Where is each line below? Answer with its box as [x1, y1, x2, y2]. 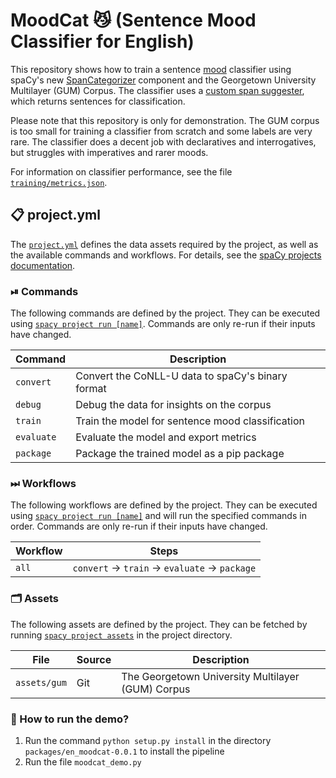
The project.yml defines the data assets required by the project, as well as [10, 238, 319, 250]
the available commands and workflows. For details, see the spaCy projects [10, 249, 322, 261]
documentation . [10, 259, 76, 271]
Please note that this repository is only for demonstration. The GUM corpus [10, 114, 320, 126]
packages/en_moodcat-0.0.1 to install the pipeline [24, 745, 225, 757]
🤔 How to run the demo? [10, 712, 130, 726]
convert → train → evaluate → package [72, 561, 257, 575]
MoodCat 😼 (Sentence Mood [10, 9, 257, 32]
